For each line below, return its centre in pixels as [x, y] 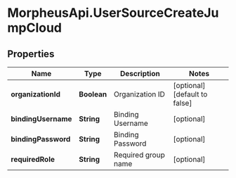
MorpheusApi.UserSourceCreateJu [113, 13]
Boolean [93, 94]
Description [140, 74]
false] [183, 103]
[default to [190, 94]
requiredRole [33, 159]
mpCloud [34, 28]
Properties [31, 54]
